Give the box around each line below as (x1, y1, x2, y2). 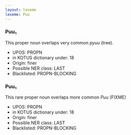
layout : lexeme (5, 7, 37, 12)
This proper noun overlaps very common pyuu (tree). (5, 39, 114, 45)
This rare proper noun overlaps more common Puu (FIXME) (5, 94, 127, 100)
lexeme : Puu (5, 12, 30, 17)
